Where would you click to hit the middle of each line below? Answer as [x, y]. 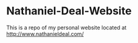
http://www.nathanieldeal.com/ [45, 33]
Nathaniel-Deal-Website [69, 11]
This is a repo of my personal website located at [66, 27]
